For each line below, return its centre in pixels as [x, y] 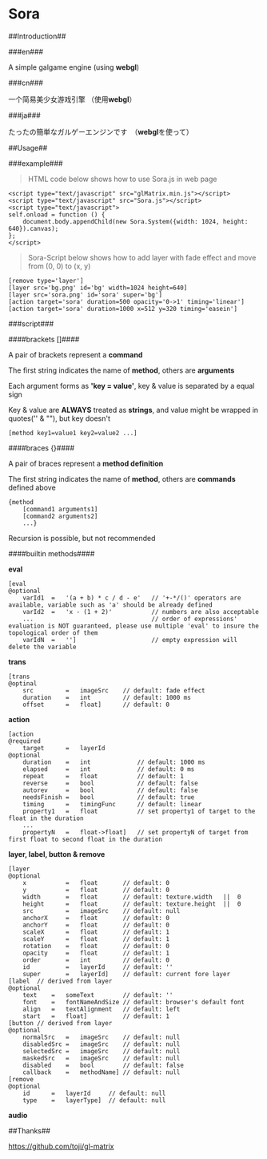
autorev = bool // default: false [110, 790]
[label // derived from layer [60, 981]
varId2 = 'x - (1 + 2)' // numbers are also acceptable [141, 612]
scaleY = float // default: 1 [96, 939]
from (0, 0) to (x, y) [59, 266]
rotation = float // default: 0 [96, 946]
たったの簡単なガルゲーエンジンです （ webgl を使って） [101, 131]
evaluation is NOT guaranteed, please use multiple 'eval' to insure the [134, 626]
